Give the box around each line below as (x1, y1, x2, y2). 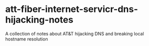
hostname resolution (5, 36, 48, 42)
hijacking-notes (5, 14, 73, 25)
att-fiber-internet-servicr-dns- (5, 3, 138, 15)
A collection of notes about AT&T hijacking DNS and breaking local (5, 30, 144, 36)
